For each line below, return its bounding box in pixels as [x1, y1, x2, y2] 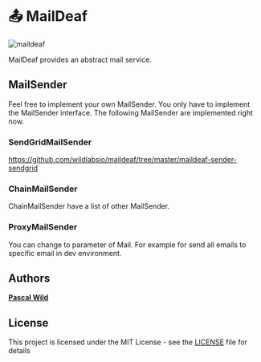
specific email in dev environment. [8, 248, 122, 258]
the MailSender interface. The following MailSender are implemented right [8, 108, 253, 117]
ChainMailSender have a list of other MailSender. [8, 201, 170, 211]
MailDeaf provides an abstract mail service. [8, 55, 153, 64]
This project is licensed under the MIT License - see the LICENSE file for [8, 337, 247, 347]
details [8, 346, 31, 356]
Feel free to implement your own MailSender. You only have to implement [8, 99, 251, 109]
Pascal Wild [8, 293, 49, 303]
